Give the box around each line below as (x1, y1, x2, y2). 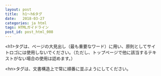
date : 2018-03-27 (5, 16, 45, 21)
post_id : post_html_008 (5, 30, 54, 34)
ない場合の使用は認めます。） (18, 56, 76, 61)
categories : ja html (5, 20, 47, 26)
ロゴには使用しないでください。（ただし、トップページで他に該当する (9, 49, 148, 55)
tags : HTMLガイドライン (5, 25, 49, 30)
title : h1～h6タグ (5, 12, 42, 16)
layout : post (5, 7, 32, 12)
